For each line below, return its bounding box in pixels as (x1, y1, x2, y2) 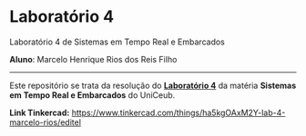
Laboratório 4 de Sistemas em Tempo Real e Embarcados (9, 36, 225, 47)
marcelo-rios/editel (9, 116, 82, 128)
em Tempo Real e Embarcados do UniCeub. (9, 89, 176, 101)
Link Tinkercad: (9, 107, 70, 118)
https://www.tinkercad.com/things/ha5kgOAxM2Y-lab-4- (71, 107, 286, 118)
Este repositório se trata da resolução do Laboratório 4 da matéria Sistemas (9, 80, 297, 91)
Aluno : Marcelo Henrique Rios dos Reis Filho (9, 53, 178, 64)
